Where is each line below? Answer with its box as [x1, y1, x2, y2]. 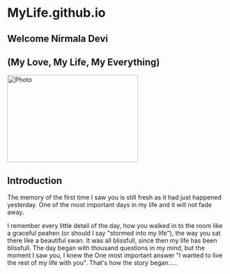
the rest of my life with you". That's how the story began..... [7, 259, 178, 267]
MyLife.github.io [7, 5, 106, 21]
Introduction [7, 174, 63, 186]
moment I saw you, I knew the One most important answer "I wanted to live [7, 251, 223, 259]
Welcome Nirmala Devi [7, 33, 109, 45]
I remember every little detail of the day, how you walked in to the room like [7, 222, 223, 230]
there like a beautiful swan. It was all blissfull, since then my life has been [7, 236, 217, 245]
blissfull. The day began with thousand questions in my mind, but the [7, 244, 206, 252]
